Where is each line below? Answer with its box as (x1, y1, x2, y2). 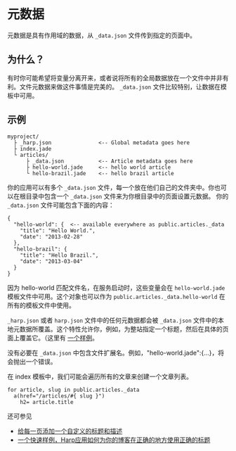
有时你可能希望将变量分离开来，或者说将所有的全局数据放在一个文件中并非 (7, 73, 223, 82)
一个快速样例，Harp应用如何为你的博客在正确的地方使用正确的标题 (17, 436, 211, 444)
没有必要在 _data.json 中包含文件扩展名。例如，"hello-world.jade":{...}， (7, 348, 218, 357)
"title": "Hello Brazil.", (20, 251, 99, 259)
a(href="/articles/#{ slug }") (13, 392, 105, 400)
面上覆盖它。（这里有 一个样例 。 (7, 334, 98, 342)
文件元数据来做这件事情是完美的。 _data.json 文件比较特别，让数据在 (19, 82, 221, 91)
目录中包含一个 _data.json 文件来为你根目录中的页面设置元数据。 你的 (25, 191, 229, 201)
